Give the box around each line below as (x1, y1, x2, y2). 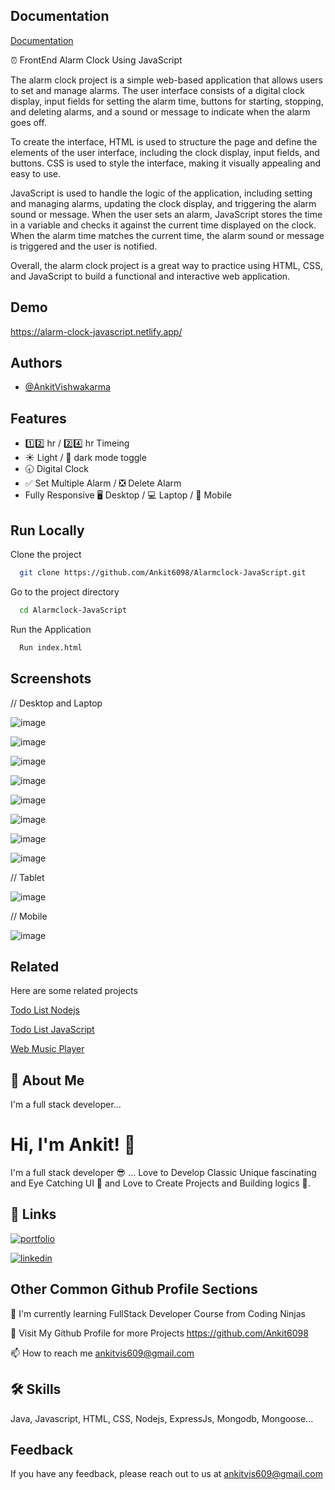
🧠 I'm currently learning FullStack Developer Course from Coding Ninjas (10, 1307, 307, 1319)
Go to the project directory (10, 585, 120, 598)
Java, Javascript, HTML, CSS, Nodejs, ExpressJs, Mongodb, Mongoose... (10, 1412, 314, 1424)
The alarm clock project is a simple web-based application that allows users (10, 74, 323, 86)
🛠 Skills (10, 1381, 62, 1398)
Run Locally (10, 522, 85, 539)
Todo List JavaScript (10, 1024, 95, 1036)
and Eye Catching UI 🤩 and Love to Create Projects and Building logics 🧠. (10, 1177, 311, 1189)
